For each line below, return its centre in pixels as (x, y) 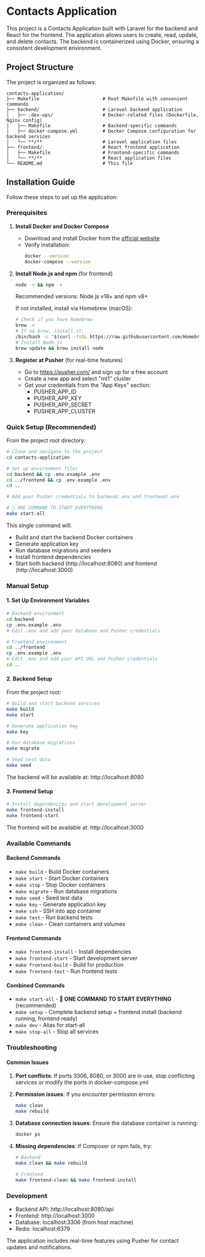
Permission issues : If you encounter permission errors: (85, 1094)
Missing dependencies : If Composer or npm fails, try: (83, 1146)
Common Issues (28, 1062)
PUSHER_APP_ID (55, 391)
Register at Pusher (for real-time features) (69, 360)
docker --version (47, 256)
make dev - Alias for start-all (50, 1025)
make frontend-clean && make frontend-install (76, 1180)
